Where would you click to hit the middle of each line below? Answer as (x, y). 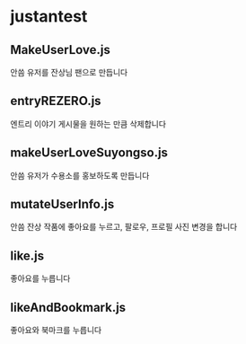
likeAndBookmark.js (68, 307)
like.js (27, 256)
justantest (49, 17)
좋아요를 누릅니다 (40, 278)
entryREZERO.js (56, 101)
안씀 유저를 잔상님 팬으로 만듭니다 (69, 72)
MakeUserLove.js (61, 50)
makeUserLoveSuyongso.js (89, 153)
